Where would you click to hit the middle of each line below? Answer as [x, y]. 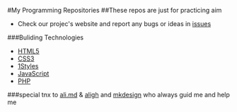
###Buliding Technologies [45, 37]
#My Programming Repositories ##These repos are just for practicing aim [115, 10]
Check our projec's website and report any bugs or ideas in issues [114, 24]
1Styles [28, 66]
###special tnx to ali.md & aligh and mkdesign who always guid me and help [118, 95]
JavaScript [33, 74]
